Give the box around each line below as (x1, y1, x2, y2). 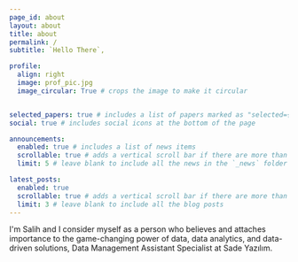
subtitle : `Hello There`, (9, 46, 105, 55)
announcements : (9, 135, 66, 143)
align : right (17, 70, 66, 80)
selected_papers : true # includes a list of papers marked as (9, 110, 244, 119)
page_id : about (9, 12, 66, 22)
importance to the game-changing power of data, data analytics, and (9, 234, 262, 244)
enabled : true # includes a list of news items (17, 143, 197, 151)
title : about (9, 29, 58, 38)
